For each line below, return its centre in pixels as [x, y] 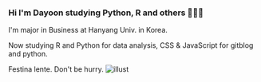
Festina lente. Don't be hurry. [56, 69]
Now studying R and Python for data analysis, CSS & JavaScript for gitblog [131, 45]
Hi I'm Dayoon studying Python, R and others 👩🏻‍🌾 [106, 13]
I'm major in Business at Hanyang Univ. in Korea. [88, 30]
